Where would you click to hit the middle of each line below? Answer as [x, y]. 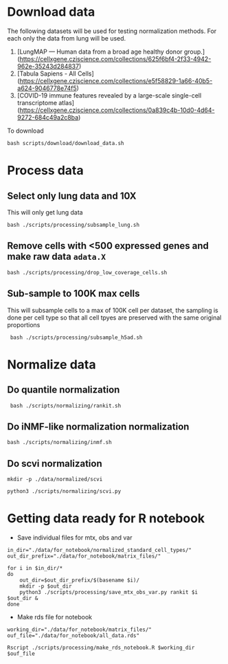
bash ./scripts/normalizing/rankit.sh [66, 406]
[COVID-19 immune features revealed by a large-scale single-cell [109, 95]
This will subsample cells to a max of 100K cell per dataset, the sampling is [113, 310]
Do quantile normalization [64, 390]
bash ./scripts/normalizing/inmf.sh [59, 443]
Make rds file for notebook [55, 617]
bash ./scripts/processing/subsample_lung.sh [73, 225]
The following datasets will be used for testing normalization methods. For [112, 31]
